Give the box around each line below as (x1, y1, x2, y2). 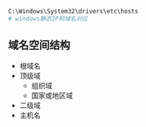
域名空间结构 (8, 39, 71, 52)
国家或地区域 (31, 91, 73, 100)
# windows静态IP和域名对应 (8, 14, 88, 23)
